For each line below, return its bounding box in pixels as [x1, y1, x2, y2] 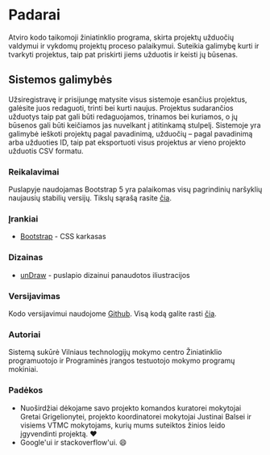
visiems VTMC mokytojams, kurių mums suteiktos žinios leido [19, 420, 226, 430]
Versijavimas [8, 290, 60, 301]
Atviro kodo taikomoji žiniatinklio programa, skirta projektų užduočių [8, 32, 235, 42]
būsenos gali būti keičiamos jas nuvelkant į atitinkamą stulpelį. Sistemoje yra [8, 120, 261, 130]
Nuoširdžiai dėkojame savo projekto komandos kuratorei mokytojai [19, 402, 242, 413]
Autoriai [8, 329, 41, 340]
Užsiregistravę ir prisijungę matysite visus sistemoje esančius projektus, [8, 95, 247, 104]
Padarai [8, 6, 60, 24]
